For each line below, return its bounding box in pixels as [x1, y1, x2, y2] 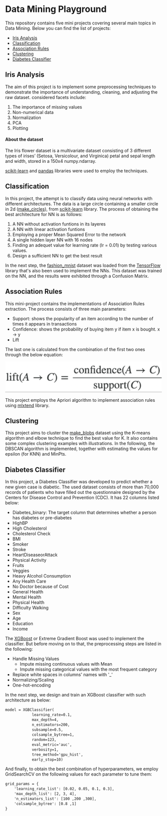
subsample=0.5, [31, 727, 64, 732]
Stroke [12, 547, 26, 553]
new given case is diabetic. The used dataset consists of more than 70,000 [5, 484, 159, 490]
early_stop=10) [31, 757, 64, 762]
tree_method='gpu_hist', [31, 752, 83, 757]
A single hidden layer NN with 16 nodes [12, 236, 93, 242]
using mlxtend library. [5, 402, 50, 408]
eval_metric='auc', [31, 742, 72, 747]
